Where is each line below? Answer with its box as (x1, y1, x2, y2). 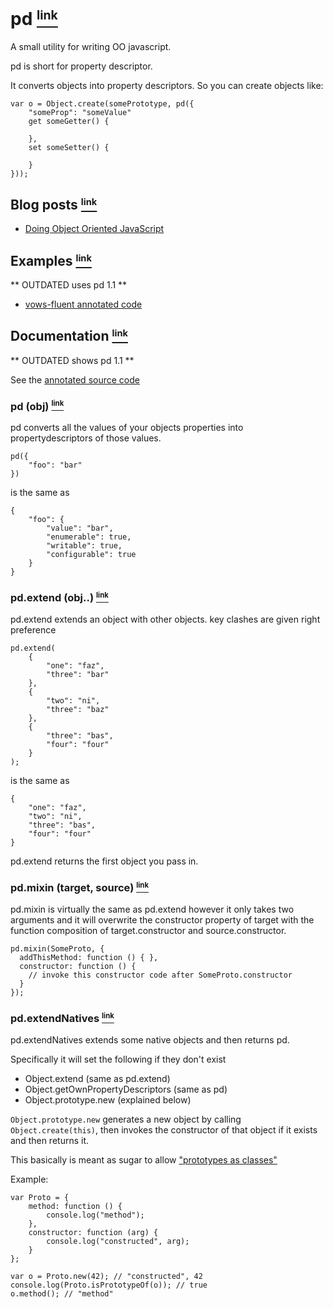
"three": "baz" (46, 705, 110, 715)
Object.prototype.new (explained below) (24, 1094, 192, 1106)
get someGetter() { (28, 116, 110, 126)
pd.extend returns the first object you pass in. (10, 855, 199, 867)
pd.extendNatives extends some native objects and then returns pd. (10, 1034, 290, 1046)
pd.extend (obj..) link (10, 590, 109, 604)
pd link (10, 7, 58, 30)
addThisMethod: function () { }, (19, 953, 159, 963)
